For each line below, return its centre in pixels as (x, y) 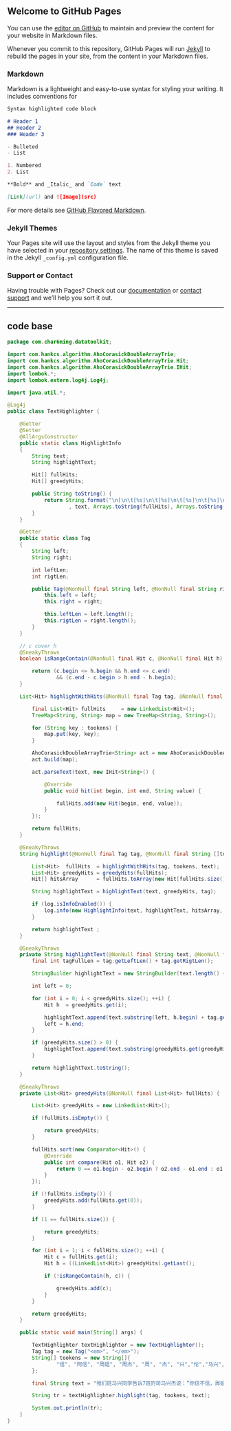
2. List (18, 172)
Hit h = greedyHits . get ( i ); (86, 1005)
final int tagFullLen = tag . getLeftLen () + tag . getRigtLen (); (123, 961)
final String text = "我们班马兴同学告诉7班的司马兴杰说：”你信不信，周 (126, 1383)
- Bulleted (23, 147)
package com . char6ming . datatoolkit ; (59, 342)
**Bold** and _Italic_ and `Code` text (64, 185)
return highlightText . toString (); (81, 1068)
